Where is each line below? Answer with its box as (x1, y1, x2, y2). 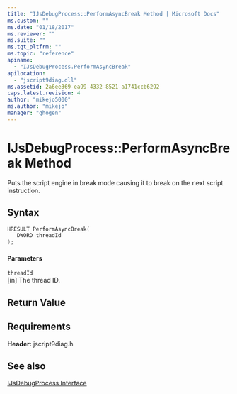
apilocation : (7, 70, 46, 77)
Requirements (7, 321, 71, 333)
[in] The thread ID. (7, 276, 61, 285)
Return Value (7, 296, 66, 309)
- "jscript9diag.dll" (13, 76, 78, 84)
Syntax (7, 207, 40, 219)
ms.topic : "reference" (7, 50, 74, 58)
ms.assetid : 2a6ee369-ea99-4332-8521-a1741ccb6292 (7, 83, 160, 90)
